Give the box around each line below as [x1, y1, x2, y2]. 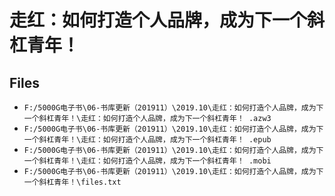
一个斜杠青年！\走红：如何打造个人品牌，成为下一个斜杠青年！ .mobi [23, 156, 272, 166]
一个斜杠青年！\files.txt [23, 177, 122, 187]
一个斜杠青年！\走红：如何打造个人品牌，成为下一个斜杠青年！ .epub [23, 135, 272, 145]
